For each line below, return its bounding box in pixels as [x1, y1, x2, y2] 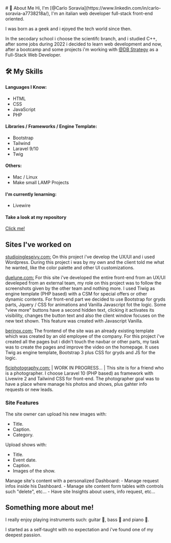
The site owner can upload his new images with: [5, 411, 107, 417]
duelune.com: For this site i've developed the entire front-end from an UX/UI [5, 275, 166, 281]
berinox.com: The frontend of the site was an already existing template [5, 328, 154, 334]
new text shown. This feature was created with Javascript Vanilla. [5, 318, 143, 324]
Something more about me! [5, 503, 94, 512]
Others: [5, 163, 22, 169]
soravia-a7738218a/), [5, 10, 51, 16]
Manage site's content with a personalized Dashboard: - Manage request [5, 477, 159, 484]
